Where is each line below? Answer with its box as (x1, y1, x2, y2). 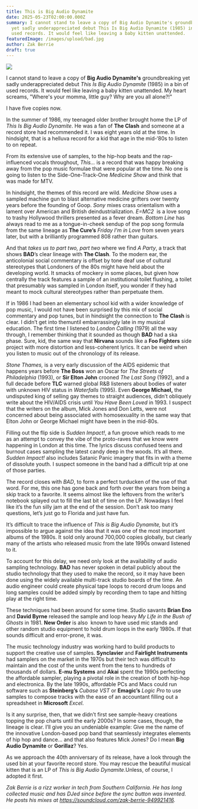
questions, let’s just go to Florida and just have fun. (6, 509, 130, 516)
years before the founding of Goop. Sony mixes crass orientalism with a (6, 201, 180, 208)
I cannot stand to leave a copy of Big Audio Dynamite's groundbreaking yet (6, 74, 190, 81)
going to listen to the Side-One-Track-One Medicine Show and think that (6, 171, 181, 178)
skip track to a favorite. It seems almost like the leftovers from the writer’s (6, 490, 184, 497)
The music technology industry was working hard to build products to (6, 643, 175, 650)
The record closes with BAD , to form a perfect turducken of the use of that (6, 478, 187, 485)
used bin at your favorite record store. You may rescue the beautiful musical (6, 759, 191, 767)
